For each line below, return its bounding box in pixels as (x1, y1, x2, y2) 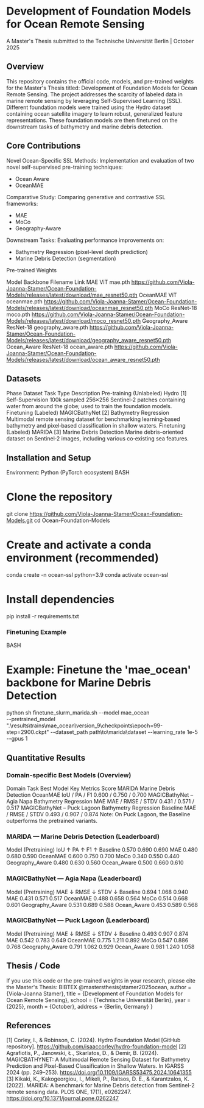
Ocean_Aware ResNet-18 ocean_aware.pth (6, 343, 113, 350)
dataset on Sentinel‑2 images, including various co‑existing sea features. (6, 435, 189, 442)
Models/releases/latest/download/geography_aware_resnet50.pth (6, 336, 172, 344)
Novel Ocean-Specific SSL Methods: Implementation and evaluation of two (6, 157, 194, 164)
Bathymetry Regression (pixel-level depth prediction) (15, 248, 148, 255)
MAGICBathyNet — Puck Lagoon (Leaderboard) (6, 916, 150, 925)
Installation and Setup (6, 453, 91, 463)
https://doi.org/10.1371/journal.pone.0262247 (6, 1095, 119, 1102)
